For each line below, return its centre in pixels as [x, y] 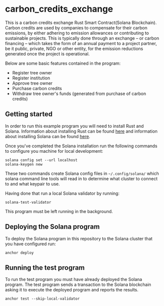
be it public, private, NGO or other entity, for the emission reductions [74, 48]
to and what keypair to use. [33, 184]
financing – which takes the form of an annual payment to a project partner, [81, 43]
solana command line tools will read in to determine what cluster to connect [81, 178]
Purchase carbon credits [37, 88]
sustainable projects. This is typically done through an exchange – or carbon [82, 38]
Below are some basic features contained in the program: [63, 63]
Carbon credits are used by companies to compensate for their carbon [76, 27]
